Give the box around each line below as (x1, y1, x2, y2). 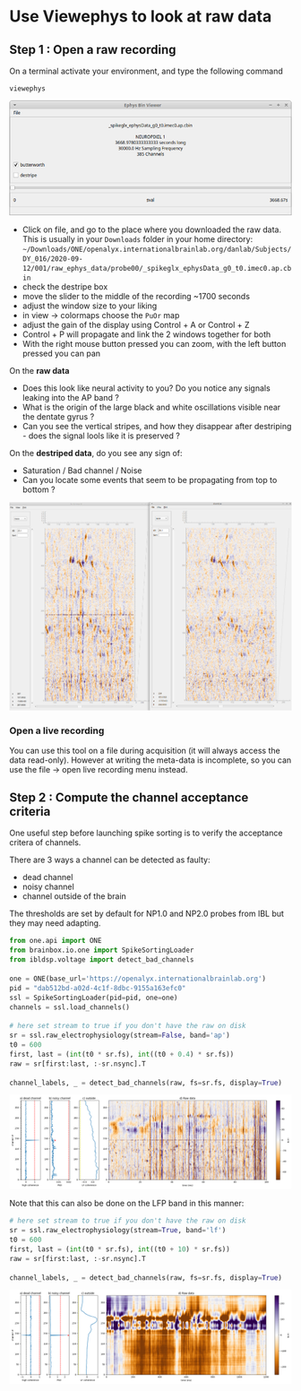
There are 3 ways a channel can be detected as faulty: (9, 854, 211, 866)
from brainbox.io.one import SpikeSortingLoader (9, 946, 194, 955)
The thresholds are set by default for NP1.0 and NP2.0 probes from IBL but (9, 908, 285, 920)
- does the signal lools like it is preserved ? (21, 430, 181, 441)
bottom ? (21, 484, 56, 495)
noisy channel (21, 881, 74, 893)
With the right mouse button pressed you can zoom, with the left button (21, 338, 287, 349)
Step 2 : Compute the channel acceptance (9, 791, 249, 806)
